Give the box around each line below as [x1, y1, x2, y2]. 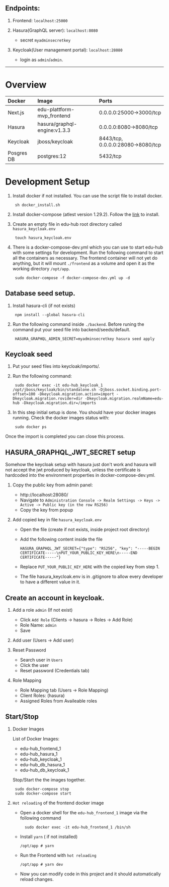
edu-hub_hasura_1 [20, 751, 58, 757]
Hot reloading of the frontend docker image [12, 800, 104, 806]
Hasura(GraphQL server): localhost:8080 [12, 27, 98, 33]
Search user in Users [20, 657, 63, 663]
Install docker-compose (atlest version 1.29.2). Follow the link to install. [12, 211, 160, 217]
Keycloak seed [5, 350, 53, 358]
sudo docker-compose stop [15, 786, 69, 792]
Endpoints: [5, 4, 40, 13]
